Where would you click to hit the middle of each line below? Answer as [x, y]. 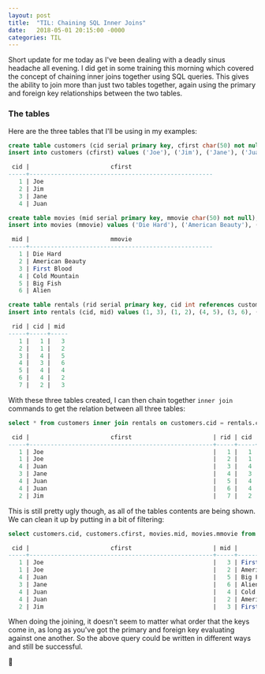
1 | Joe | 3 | [128, 563]
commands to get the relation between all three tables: [97, 408]
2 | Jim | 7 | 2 [135, 496]
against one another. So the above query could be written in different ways [129, 639]
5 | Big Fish [40, 283]
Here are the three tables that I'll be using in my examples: [103, 131]
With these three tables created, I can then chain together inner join [121, 400]
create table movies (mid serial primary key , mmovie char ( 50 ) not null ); [134, 218]
